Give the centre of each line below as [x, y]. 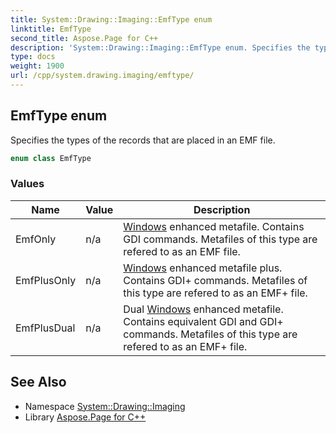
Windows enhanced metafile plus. [203, 268]
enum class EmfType [51, 158]
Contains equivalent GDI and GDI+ [203, 321]
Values [27, 184]
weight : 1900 [37, 66]
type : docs [33, 57]
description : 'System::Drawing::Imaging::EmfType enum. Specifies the [160, 47]
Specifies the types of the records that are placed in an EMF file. [143, 140]
